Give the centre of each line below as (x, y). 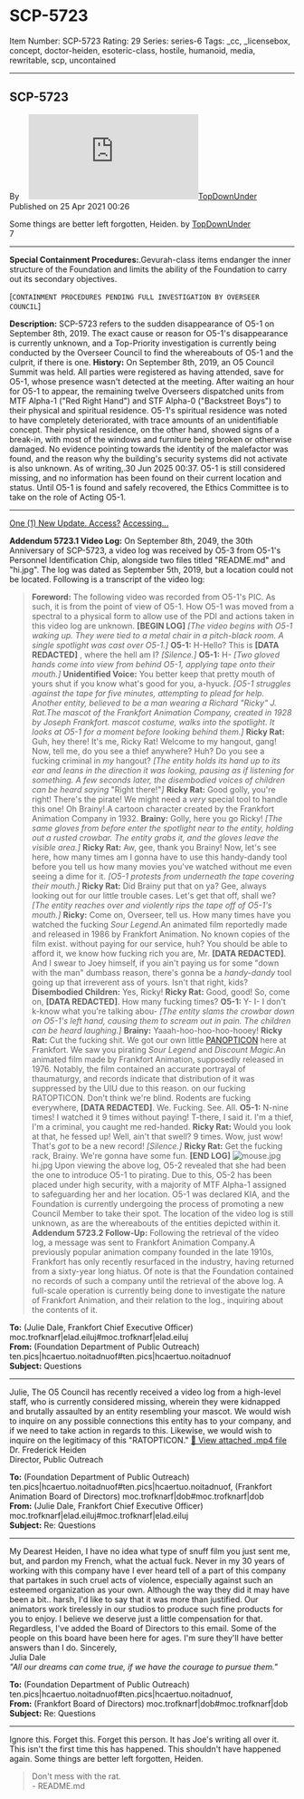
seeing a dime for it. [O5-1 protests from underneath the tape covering (163, 876)
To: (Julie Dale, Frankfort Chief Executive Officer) (101, 1327)
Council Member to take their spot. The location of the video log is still (162, 1213)
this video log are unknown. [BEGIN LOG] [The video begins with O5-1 (162, 626)
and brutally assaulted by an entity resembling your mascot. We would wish (150, 1411)
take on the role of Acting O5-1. (68, 497)
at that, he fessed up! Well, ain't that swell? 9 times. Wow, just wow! (157, 1136)
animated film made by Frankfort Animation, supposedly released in (157, 1059)
